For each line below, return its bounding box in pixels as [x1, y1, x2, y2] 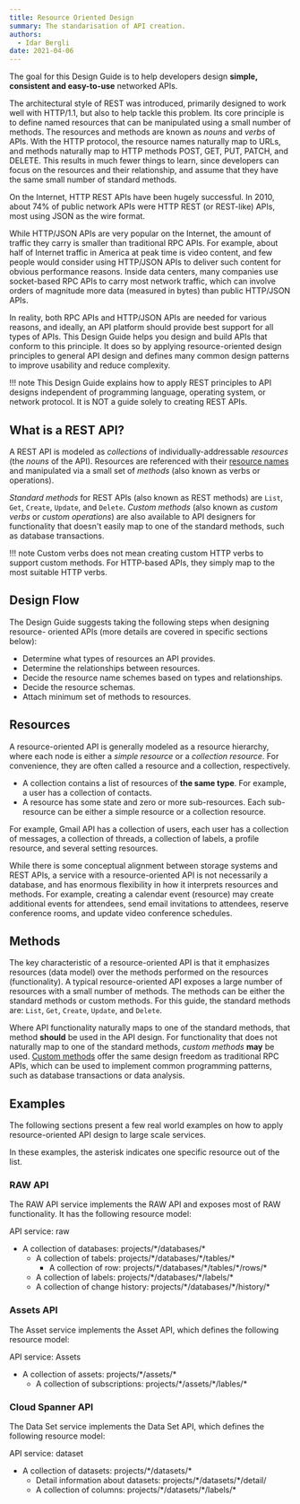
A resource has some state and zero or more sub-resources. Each [21, 796, 267, 808]
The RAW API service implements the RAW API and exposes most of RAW [9, 1199, 281, 1210]
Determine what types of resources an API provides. [21, 652, 216, 664]
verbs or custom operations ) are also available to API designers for [9, 511, 256, 521]
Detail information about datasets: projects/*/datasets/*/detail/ [35, 1475, 267, 1486]
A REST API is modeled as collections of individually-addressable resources [9, 446, 289, 457]
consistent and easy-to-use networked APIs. [9, 81, 178, 92]
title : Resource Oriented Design [9, 13, 134, 22]
